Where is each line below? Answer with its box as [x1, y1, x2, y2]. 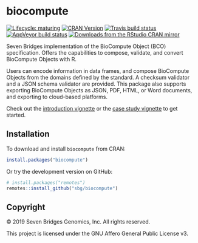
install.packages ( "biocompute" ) [6, 157, 88, 163]
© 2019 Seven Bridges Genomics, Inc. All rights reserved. [6, 218, 151, 225]
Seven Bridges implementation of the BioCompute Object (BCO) [6, 43, 166, 50]
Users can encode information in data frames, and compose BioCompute [6, 67, 189, 74]
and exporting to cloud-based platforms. [6, 93, 108, 100]
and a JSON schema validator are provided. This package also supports [6, 80, 186, 87]
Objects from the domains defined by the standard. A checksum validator [6, 74, 190, 81]
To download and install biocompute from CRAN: [6, 145, 126, 152]
